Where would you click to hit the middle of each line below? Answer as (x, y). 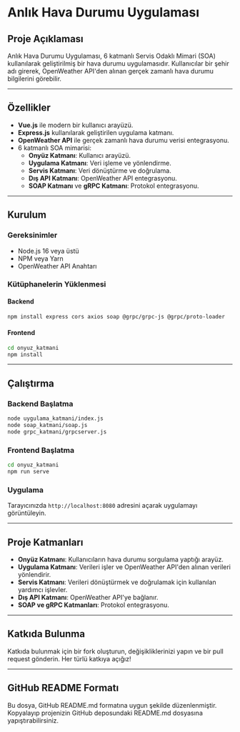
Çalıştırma (31, 383)
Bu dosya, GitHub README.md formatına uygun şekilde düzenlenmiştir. (112, 705)
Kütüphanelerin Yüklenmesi (57, 284)
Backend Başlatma (40, 403)
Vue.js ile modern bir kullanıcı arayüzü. (75, 125)
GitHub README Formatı (63, 688)
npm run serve (29, 471)
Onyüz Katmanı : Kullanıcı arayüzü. (79, 155)
